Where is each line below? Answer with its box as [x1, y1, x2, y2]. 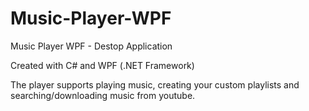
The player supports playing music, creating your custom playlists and [10, 78, 300, 91]
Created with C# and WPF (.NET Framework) [10, 59, 195, 71]
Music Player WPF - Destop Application [10, 40, 173, 52]
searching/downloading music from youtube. [10, 89, 196, 101]
